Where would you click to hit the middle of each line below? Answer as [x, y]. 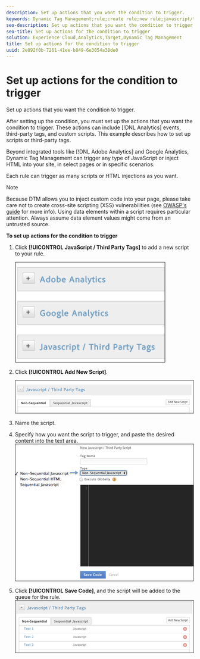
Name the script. [35, 423]
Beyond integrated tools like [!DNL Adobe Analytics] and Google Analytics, [98, 151]
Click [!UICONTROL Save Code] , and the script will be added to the [97, 591]
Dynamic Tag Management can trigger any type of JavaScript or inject [93, 158]
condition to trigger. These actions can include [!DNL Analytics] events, [94, 127]
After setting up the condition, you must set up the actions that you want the [99, 121]
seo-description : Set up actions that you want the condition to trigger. [101, 25]
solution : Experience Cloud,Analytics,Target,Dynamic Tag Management [94, 38]
